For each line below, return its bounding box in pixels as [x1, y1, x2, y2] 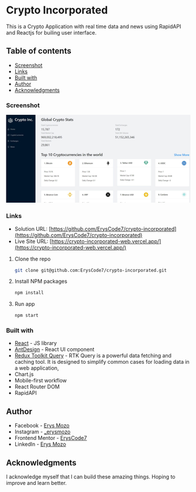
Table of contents [6, 46, 71, 56]
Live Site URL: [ [14, 238, 52, 245]
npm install [14, 290, 44, 296]
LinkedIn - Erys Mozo [14, 440, 66, 448]
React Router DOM [14, 383, 60, 390]
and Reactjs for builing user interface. [6, 29, 97, 36]
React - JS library [14, 340, 57, 347]
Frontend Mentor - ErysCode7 [14, 435, 87, 442]
